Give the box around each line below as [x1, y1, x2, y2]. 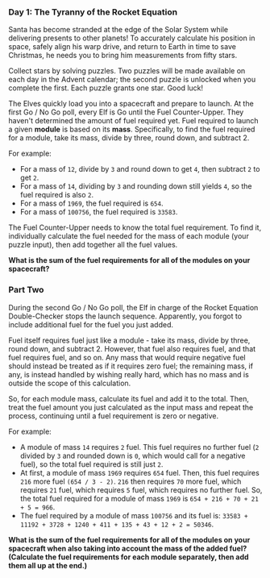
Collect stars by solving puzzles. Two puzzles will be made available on [8, 66, 246, 76]
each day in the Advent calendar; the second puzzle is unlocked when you [8, 75, 256, 85]
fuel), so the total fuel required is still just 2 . [19, 459, 164, 469]
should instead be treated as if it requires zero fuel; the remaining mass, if [8, 361, 254, 371]
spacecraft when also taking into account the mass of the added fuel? [8, 543, 247, 553]
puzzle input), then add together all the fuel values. [8, 240, 178, 250]
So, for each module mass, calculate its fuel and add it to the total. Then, [8, 393, 250, 403]
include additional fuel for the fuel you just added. [8, 319, 174, 329]
